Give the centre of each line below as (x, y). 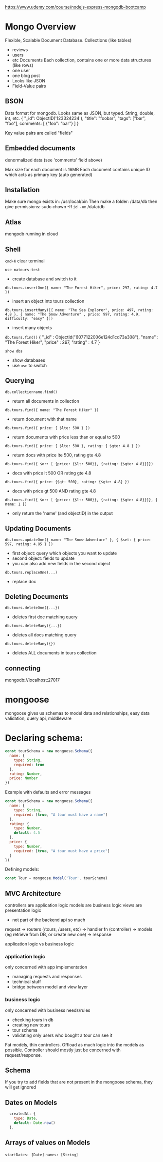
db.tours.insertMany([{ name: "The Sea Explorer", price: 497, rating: (79, 310)
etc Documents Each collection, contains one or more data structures (82, 60)
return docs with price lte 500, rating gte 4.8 (56, 455)
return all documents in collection (45, 401)
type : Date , (26, 1119)
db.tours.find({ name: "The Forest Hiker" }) (52, 410)
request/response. (24, 1055)
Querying (20, 381)
